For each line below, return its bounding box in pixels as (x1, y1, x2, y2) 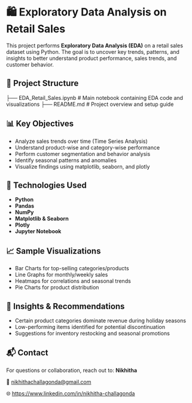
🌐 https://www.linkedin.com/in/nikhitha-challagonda (6, 390, 135, 397)
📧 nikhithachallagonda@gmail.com (6, 378, 92, 385)
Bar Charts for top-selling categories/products (14, 265, 130, 272)
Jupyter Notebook (14, 228, 62, 235)
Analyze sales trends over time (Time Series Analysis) (14, 138, 148, 145)
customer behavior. (6, 61, 54, 68)
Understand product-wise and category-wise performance (14, 144, 160, 151)
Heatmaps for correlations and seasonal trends (14, 277, 132, 285)
